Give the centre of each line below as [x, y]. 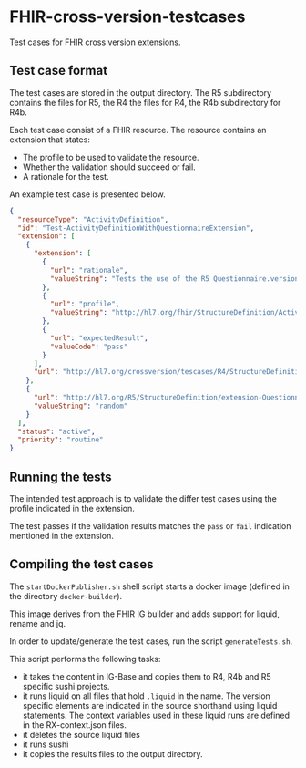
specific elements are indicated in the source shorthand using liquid [150, 705]
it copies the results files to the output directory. [112, 753]
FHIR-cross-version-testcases [127, 17]
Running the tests [61, 477]
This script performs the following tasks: [85, 659]
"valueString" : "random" [81, 406]
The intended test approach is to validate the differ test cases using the [143, 498]
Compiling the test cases [82, 564]
